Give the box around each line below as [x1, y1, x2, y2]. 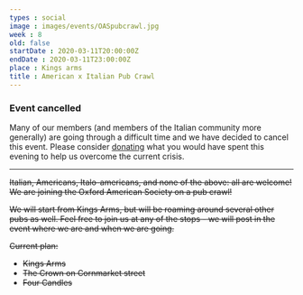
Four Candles [22, 277, 73, 289]
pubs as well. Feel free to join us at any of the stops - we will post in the [9, 214, 276, 225]
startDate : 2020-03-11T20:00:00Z [9, 47, 140, 56]
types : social [9, 13, 67, 23]
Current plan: [9, 241, 59, 252]
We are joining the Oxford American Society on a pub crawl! [9, 187, 233, 198]
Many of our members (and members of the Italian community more [9, 123, 262, 134]
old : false [9, 38, 50, 48]
